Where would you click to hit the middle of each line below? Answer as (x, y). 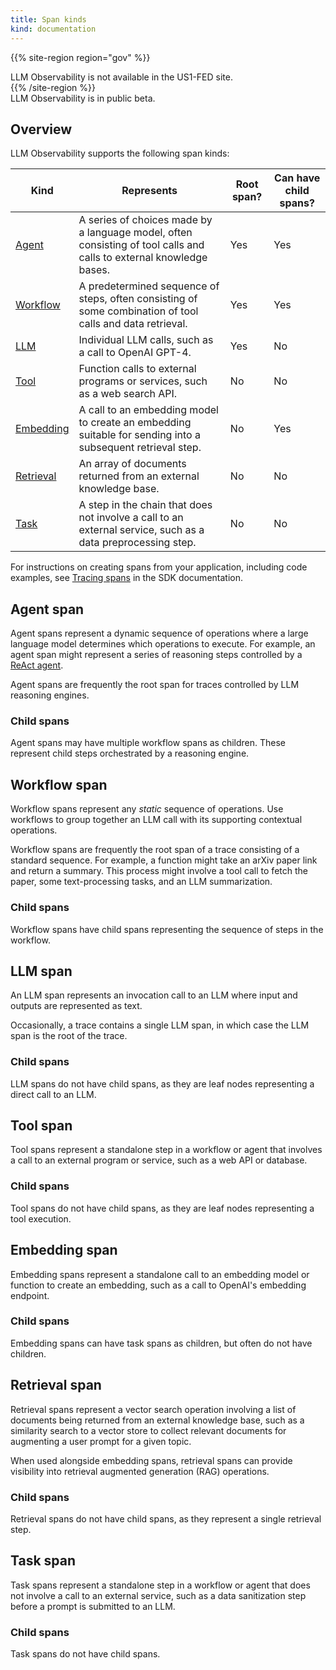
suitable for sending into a (139, 435)
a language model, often (135, 233)
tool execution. (41, 1218)
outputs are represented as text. (76, 1006)
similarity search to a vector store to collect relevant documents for (148, 1430)
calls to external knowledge (143, 258)
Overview (41, 129)
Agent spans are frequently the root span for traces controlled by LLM (155, 685)
